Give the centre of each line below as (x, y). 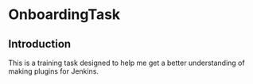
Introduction (40, 44)
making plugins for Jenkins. (54, 71)
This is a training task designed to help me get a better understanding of (127, 63)
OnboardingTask (64, 15)
